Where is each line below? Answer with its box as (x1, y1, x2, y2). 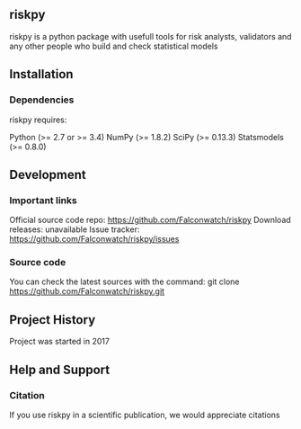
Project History (9, 312, 96, 327)
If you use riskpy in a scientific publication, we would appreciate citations (9, 409, 280, 420)
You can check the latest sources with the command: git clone (9, 276, 240, 287)
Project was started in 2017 (9, 336, 111, 347)
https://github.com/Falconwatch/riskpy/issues (9, 234, 180, 245)
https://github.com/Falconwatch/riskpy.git (9, 286, 164, 297)
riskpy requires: (9, 114, 67, 125)
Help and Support (9, 362, 111, 377)
